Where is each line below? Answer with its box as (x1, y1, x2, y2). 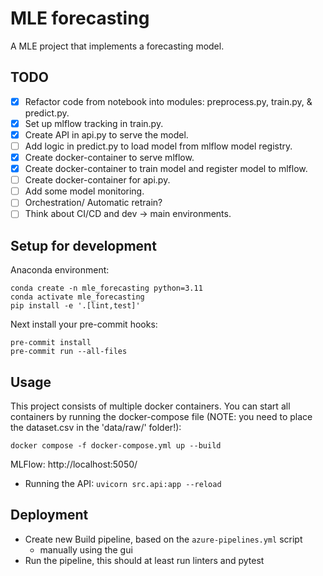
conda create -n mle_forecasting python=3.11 (10, 283, 203, 294)
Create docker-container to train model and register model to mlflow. (24, 163, 308, 175)
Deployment (10, 507, 89, 524)
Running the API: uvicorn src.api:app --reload (24, 478, 222, 489)
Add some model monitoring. (24, 185, 145, 197)
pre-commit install (10, 338, 92, 348)
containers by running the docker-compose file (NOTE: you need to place (10, 411, 313, 422)
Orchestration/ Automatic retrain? (24, 197, 163, 209)
